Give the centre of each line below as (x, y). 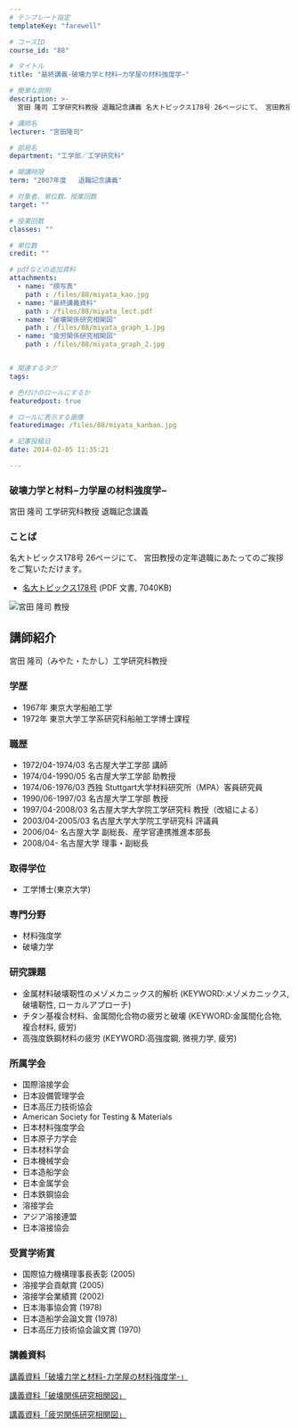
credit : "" (29, 254)
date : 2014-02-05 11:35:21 (59, 450)
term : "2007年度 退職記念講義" (66, 181)
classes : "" (31, 229)
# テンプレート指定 (40, 17)
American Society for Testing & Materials (97, 1117)
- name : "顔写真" (47, 286)
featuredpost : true (45, 401)
